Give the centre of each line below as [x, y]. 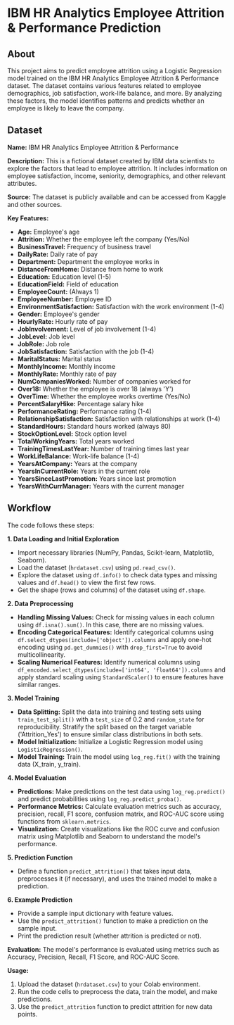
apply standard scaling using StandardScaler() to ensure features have [120, 677]
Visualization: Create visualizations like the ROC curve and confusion [118, 829]
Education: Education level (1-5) [64, 277]
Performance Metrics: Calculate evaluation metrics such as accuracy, [119, 806]
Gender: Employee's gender [58, 314]
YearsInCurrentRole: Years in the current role [84, 471]
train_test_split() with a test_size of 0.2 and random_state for [111, 719]
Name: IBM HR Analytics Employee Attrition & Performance [93, 147]
